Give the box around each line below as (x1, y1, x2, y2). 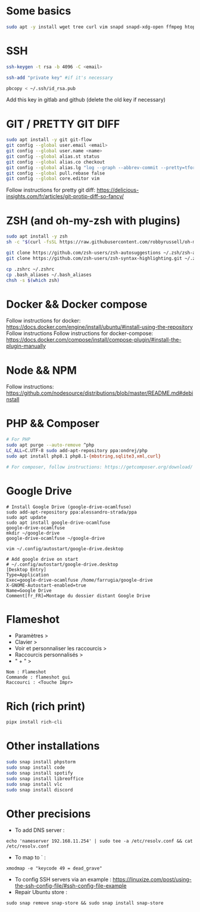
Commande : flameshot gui (6, 674, 70, 680)
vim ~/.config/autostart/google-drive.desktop (6, 545, 124, 552)
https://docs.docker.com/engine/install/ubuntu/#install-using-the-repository (6, 324, 193, 331)
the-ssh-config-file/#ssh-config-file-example (14, 882, 127, 889)
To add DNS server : (14, 827, 65, 834)
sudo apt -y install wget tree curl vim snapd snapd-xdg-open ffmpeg (6, 24, 183, 30)
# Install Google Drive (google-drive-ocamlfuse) (6, 503, 132, 510)
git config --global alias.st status (6, 153, 100, 159)
